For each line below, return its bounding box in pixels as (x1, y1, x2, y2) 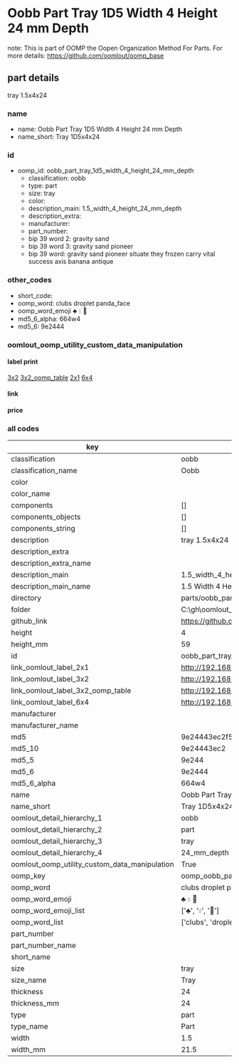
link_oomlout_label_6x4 (11, 697, 90, 707)
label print (7, 358, 38, 366)
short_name (11, 952, 51, 962)
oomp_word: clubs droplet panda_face (17, 299, 130, 307)
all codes (7, 423, 40, 433)
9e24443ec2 (181, 743, 226, 753)
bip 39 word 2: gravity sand (28, 234, 110, 243)
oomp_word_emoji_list (11, 906, 85, 916)
